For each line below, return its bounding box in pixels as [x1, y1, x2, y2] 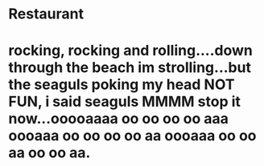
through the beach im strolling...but [8, 59, 252, 77]
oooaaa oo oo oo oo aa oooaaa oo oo [8, 127, 257, 145]
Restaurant [8, 5, 85, 23]
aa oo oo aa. [8, 144, 91, 162]
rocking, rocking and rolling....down [8, 42, 254, 60]
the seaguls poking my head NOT [8, 75, 235, 94]
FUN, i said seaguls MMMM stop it [8, 93, 241, 111]
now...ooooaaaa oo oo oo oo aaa [8, 110, 229, 128]
